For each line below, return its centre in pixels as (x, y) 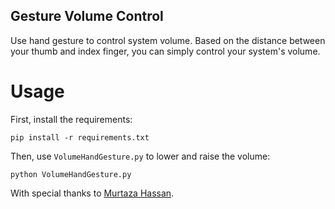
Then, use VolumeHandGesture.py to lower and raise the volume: (140, 156)
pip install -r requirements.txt (80, 137)
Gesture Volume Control (87, 16)
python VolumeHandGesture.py (71, 174)
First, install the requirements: (71, 119)
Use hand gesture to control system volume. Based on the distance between (168, 40)
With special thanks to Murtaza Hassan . (92, 193)
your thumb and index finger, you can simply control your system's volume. (165, 51)
